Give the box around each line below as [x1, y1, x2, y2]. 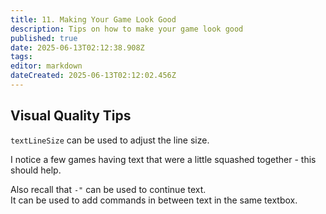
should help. [10, 164, 62, 176]
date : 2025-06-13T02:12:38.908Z [10, 42, 145, 53]
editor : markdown [10, 61, 83, 71]
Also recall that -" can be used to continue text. [10, 183, 207, 195]
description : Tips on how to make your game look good [10, 24, 244, 34]
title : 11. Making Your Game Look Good [10, 14, 177, 25]
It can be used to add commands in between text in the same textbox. [10, 194, 298, 206]
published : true [10, 33, 78, 43]
